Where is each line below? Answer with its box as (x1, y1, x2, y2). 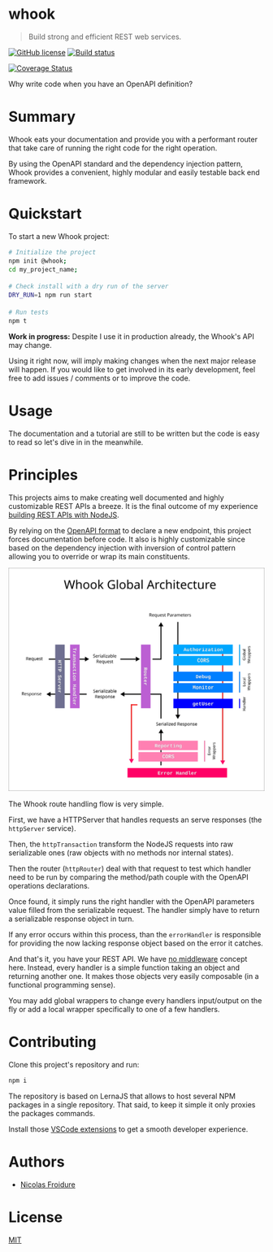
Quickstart (8, 205, 83, 224)
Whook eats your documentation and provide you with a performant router (8, 134, 258, 144)
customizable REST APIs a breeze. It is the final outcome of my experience (8, 501, 258, 511)
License (8, 1208, 63, 1227)
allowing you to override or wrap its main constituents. (8, 551, 191, 561)
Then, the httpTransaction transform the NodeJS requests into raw (8, 839, 234, 850)
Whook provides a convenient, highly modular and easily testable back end (8, 167, 260, 177)
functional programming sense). (8, 980, 116, 990)
